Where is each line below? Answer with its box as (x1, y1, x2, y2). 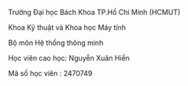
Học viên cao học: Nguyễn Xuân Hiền (8, 54, 130, 62)
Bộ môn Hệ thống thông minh (8, 38, 104, 47)
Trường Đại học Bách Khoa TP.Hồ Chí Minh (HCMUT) (8, 8, 181, 17)
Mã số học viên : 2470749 (8, 69, 93, 78)
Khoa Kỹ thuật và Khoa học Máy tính (8, 23, 127, 32)
